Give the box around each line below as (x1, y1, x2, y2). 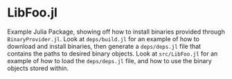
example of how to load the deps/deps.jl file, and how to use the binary (7, 56, 213, 65)
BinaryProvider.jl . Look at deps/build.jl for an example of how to (7, 34, 199, 43)
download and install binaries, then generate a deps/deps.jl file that (7, 42, 202, 50)
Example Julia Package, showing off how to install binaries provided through (7, 27, 225, 36)
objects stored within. (7, 64, 69, 72)
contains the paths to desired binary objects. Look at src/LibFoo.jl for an (7, 49, 218, 58)
